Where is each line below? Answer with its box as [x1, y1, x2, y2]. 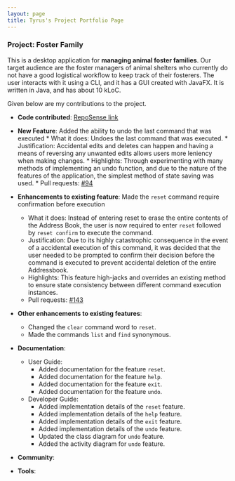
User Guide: [27, 357, 63, 366]
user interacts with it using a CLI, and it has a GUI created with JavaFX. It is [7, 78, 224, 86]
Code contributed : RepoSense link [17, 113, 119, 121]
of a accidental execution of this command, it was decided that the [27, 243, 221, 251]
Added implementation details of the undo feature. [38, 424, 182, 433]
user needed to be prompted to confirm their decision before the [27, 251, 215, 259]
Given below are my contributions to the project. [7, 99, 147, 107]
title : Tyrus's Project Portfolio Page [7, 17, 124, 24]
